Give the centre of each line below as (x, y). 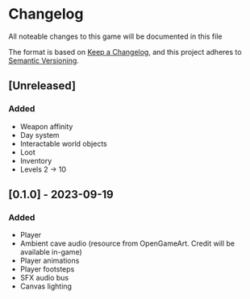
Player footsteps (47, 269)
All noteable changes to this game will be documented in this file (115, 36)
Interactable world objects (63, 143)
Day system (40, 135)
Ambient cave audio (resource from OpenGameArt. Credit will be (127, 243)
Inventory (36, 160)
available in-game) (51, 252)
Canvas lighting (46, 286)
